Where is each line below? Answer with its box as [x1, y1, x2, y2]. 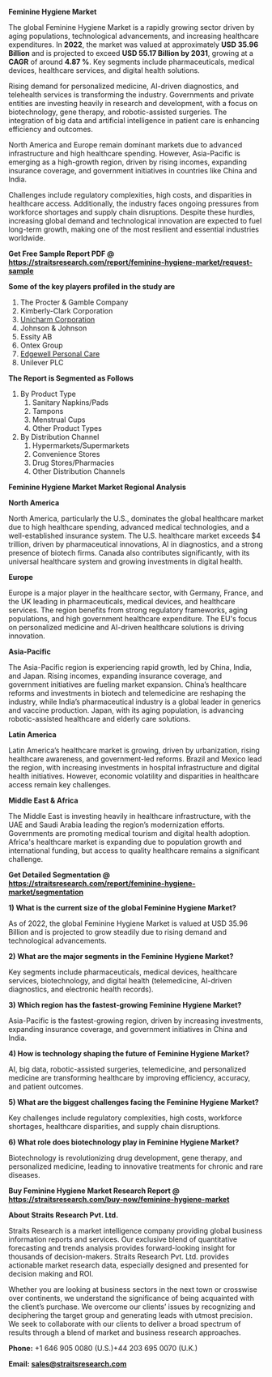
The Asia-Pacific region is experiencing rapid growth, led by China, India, [8, 663, 253, 671]
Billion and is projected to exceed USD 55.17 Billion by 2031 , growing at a [8, 49, 253, 58]
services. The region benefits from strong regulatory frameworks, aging [8, 605, 249, 615]
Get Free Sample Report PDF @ [8, 249, 115, 258]
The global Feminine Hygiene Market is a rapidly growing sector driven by [8, 23, 255, 32]
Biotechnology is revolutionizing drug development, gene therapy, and [8, 1153, 243, 1162]
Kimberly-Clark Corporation [19, 306, 113, 315]
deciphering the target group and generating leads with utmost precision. [8, 1311, 253, 1319]
